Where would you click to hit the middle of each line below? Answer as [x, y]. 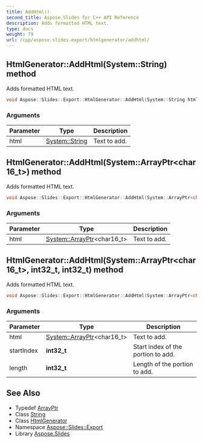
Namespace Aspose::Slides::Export [59, 427]
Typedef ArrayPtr [37, 408]
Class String [30, 414]
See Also [23, 393]
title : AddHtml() [28, 12]
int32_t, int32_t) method [77, 270]
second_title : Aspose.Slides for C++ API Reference [72, 18]
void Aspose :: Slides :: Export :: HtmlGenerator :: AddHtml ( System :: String [96, 100]
